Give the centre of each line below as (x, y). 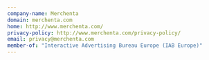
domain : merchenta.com (40, 20)
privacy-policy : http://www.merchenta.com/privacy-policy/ (94, 33)
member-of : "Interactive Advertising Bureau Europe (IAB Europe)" (105, 46)
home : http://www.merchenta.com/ (55, 26)
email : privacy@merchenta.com (51, 39)
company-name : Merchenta (43, 13)
